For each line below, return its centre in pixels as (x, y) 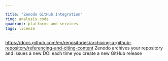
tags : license (20, 28)
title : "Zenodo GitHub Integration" (44, 14)
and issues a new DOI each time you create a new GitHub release (74, 53)
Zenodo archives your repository (129, 48)
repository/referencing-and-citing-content (49, 48)
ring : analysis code (27, 19)
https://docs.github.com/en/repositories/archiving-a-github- (69, 43)
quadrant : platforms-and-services (42, 24)
